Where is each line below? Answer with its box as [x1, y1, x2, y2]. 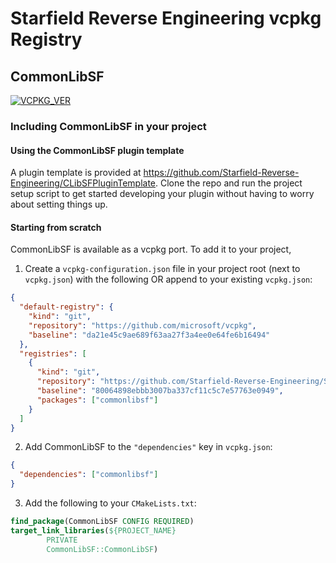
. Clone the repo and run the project [155, 177, 303, 189]
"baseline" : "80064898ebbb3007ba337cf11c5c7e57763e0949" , [36, 386, 284, 396]
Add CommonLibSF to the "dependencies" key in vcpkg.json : [24, 441, 273, 453]
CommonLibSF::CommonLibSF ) [46, 544, 159, 554]
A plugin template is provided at [10, 167, 142, 179]
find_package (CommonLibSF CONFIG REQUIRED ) [10, 517, 195, 527]
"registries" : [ [19, 348, 87, 359]
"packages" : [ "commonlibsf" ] [36, 395, 159, 405]
